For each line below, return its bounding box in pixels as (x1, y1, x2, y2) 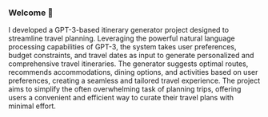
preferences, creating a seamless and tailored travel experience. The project (8, 76, 261, 86)
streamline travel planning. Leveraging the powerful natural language (8, 33, 235, 43)
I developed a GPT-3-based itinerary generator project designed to (8, 25, 230, 35)
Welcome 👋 (8, 7, 54, 18)
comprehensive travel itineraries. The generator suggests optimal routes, (8, 59, 249, 68)
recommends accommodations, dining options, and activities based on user (8, 68, 258, 77)
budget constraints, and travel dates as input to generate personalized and (8, 51, 254, 60)
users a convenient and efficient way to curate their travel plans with (8, 93, 234, 103)
